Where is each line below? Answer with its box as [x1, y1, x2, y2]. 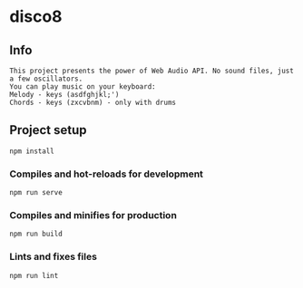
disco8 [9, 6, 63, 27]
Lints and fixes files [9, 251, 98, 264]
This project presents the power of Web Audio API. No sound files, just [9, 66, 295, 75]
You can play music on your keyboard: [9, 82, 156, 91]
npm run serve [9, 188, 64, 197]
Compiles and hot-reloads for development [9, 168, 204, 180]
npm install [9, 147, 54, 156]
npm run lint [9, 271, 59, 280]
